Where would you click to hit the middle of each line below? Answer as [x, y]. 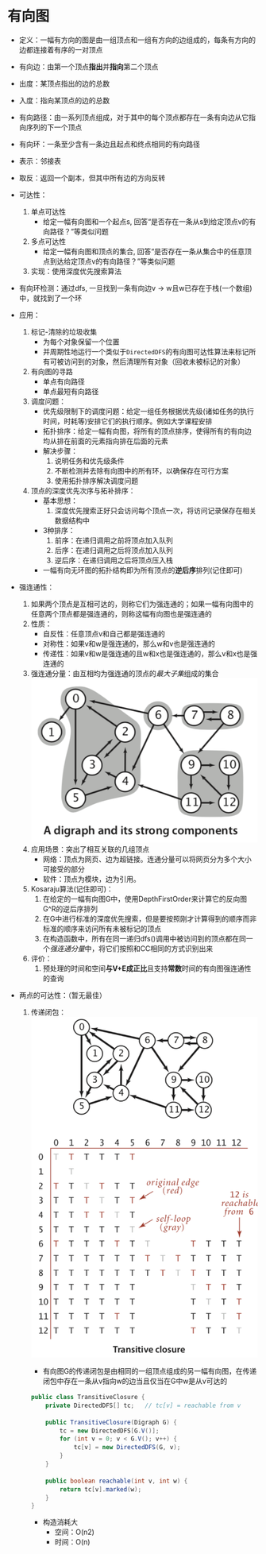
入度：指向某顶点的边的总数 [64, 100]
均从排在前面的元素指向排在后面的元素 [105, 441]
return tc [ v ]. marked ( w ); [100, 1489]
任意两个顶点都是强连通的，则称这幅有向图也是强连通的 [121, 613]
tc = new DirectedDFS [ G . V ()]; [109, 1431]
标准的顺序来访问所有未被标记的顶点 [102, 929]
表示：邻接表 [40, 160]
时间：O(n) [72, 1542]
